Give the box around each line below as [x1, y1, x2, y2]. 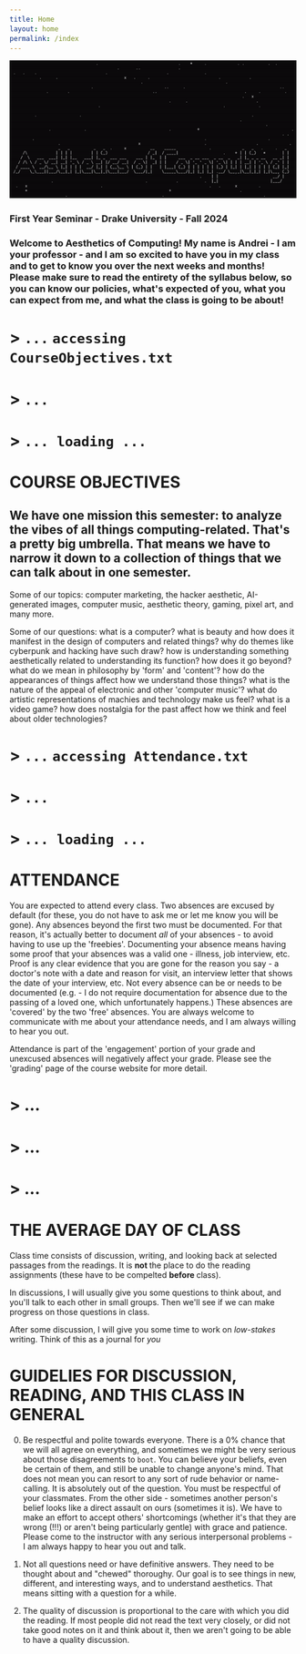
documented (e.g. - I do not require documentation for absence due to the [9, 987, 288, 998]
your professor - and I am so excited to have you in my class [9, 249, 280, 261]
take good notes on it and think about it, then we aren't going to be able [22, 1624, 291, 1635]
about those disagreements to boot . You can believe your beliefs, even [22, 1454, 287, 1465]
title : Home [9, 15, 55, 24]
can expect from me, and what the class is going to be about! [9, 294, 284, 307]
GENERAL [9, 1404, 85, 1424]
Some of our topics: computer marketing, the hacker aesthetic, [9, 588, 245, 600]
